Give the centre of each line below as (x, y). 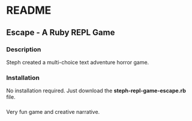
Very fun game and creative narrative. (53, 112)
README (29, 10)
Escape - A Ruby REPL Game (61, 32)
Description (24, 49)
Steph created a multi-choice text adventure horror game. (78, 62)
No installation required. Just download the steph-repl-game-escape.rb (96, 91)
